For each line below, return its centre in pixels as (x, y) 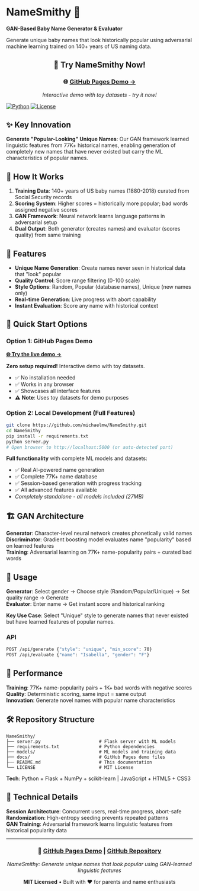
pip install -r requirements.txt (47, 436)
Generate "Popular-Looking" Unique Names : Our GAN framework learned (98, 139)
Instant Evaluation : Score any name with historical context (86, 306)
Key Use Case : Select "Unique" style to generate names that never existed (97, 615)
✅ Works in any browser (44, 384)
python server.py (28, 442)
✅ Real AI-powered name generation (60, 470)
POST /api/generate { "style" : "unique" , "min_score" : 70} (79, 649)
